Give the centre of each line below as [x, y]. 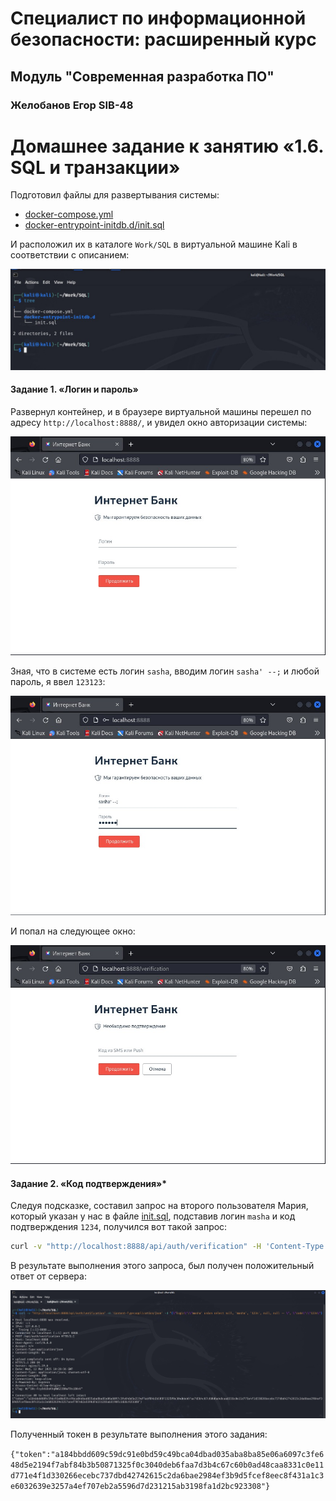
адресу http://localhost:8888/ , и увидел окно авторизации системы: [159, 423]
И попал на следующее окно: [73, 931]
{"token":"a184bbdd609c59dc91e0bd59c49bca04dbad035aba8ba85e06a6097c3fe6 [167, 1455]
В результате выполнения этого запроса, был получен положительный [162, 1266]
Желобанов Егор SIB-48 [72, 105]
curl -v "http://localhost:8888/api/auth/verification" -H [136, 1247]
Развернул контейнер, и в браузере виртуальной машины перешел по [161, 412]
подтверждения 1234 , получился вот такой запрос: [119, 1227]
